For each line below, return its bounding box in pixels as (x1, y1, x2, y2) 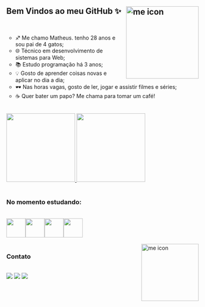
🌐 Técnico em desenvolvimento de (15, 47, 103, 54)
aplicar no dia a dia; (15, 76, 65, 83)
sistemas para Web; (15, 54, 65, 61)
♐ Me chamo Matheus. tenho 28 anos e (15, 34, 116, 41)
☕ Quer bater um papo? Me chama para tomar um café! (15, 92, 156, 99)
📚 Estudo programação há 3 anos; (15, 60, 103, 68)
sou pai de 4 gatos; (15, 40, 64, 48)
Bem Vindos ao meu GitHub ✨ (6, 6, 122, 16)
